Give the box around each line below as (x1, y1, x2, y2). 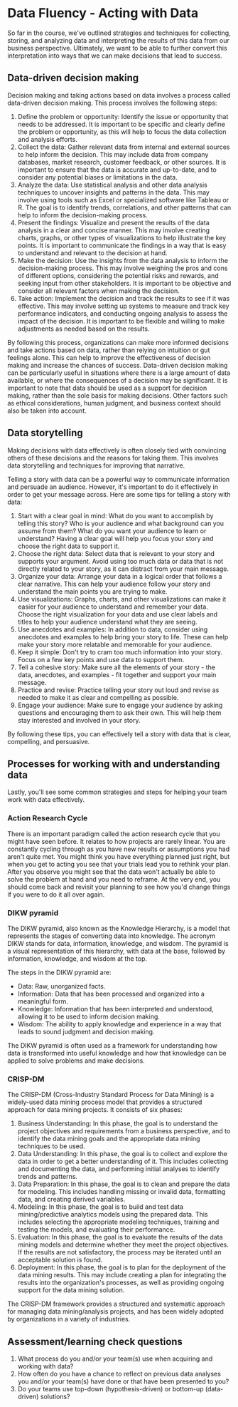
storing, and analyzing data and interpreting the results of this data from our (7, 36, 229, 44)
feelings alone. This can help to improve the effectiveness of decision (7, 353, 211, 361)
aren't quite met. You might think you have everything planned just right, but (7, 852, 230, 860)
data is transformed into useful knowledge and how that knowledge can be (7, 1048, 227, 1057)
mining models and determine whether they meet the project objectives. (17, 1240, 229, 1249)
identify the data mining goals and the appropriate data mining (17, 1135, 200, 1143)
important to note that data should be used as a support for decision (7, 383, 207, 392)
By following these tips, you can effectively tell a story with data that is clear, (7, 729, 232, 738)
